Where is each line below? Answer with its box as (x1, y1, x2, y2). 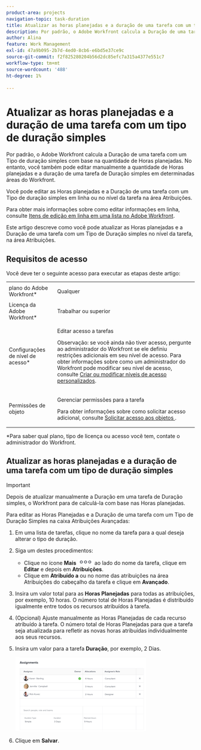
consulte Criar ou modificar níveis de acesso (57, 371, 167, 378)
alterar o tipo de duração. (14, 535, 78, 542)
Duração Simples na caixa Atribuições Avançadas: (6, 517, 130, 524)
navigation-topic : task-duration (6, 16, 90, 22)
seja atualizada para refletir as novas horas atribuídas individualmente (14, 627, 187, 634)
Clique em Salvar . (14, 737, 60, 744)
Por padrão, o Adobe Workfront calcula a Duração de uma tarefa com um (6, 151, 187, 158)
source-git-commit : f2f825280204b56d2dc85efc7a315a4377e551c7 (6, 54, 165, 60)
